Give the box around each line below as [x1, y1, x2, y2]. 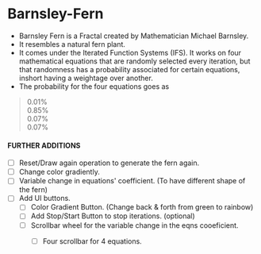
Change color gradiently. [18, 167, 100, 177]
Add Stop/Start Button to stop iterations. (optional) [30, 211, 195, 221]
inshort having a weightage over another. [18, 73, 154, 83]
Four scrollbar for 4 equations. [42, 236, 142, 246]
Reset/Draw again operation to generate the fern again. [18, 158, 200, 167]
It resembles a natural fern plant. [18, 39, 126, 48]
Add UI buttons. [18, 194, 71, 203]
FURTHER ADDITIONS [7, 140, 81, 150]
